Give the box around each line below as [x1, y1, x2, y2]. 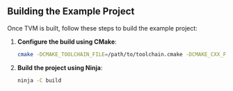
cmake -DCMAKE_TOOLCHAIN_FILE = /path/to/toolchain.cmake [17, 51, 183, 58]
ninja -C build [17, 76, 62, 84]
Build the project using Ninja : [17, 63, 103, 72]
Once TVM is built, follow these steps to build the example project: [7, 24, 198, 32]
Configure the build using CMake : [17, 38, 117, 46]
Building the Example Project [7, 6, 135, 17]
